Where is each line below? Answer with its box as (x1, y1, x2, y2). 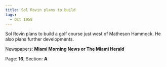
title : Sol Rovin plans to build (5, 7, 76, 13)
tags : (5, 12, 17, 17)
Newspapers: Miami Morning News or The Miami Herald (5, 46, 125, 52)
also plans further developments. (5, 36, 74, 42)
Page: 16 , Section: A (5, 56, 48, 62)
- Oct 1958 (10, 17, 33, 22)
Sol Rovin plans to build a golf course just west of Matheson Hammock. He (5, 31, 161, 37)
